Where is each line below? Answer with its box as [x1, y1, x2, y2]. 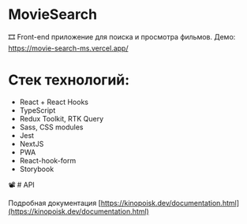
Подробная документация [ [8, 198, 101, 207]
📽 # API [8, 180, 36, 189]
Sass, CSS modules [19, 122, 84, 132]
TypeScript [19, 105, 56, 115]
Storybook [19, 164, 54, 174]
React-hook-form [19, 155, 77, 165]
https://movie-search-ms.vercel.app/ [8, 43, 129, 53]
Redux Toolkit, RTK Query [19, 114, 104, 123]
